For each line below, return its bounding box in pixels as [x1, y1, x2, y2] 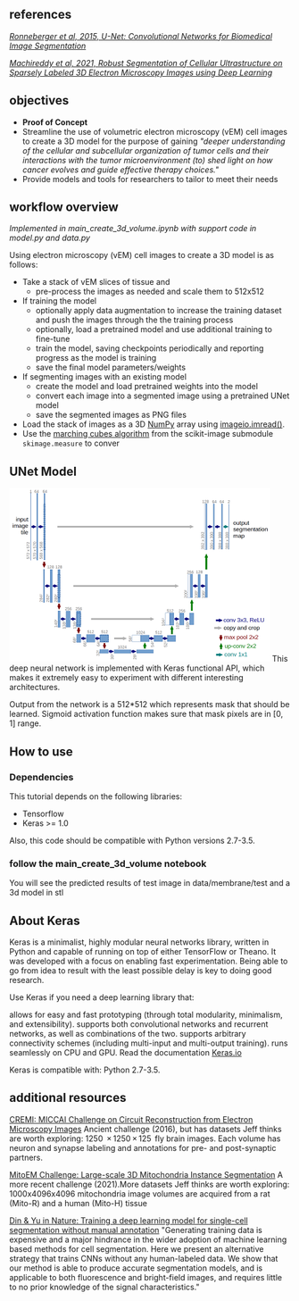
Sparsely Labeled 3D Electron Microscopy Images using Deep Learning [9, 67, 273, 78]
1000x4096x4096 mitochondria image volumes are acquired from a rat [9, 1188, 270, 1199]
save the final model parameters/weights [35, 362, 186, 373]
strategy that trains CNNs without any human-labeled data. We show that [9, 1253, 278, 1263]
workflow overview [9, 200, 119, 215]
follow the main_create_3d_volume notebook [9, 857, 207, 870]
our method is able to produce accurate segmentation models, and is [9, 1263, 263, 1273]
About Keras [9, 913, 80, 928]
